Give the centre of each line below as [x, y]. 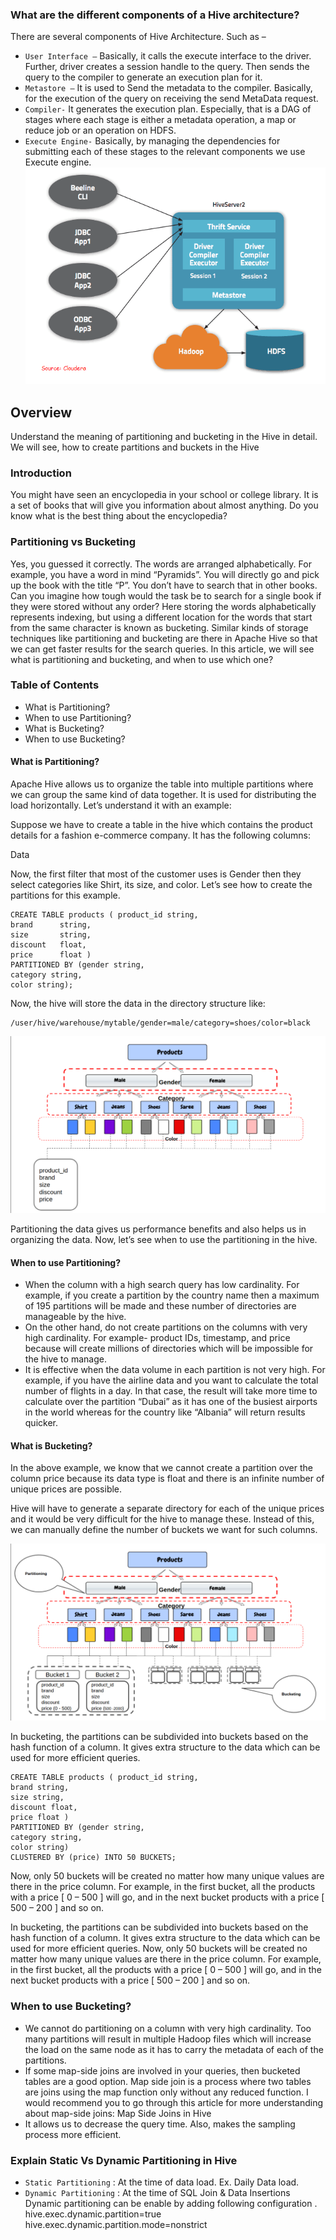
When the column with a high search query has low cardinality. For [162, 1285]
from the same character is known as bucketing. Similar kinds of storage [159, 627]
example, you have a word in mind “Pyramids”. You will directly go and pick [165, 574]
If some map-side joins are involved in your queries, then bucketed [162, 2070]
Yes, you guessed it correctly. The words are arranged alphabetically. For [161, 564]
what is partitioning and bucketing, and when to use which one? [142, 659]
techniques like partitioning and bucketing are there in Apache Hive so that [164, 638]
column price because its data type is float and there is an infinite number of [167, 1479]
